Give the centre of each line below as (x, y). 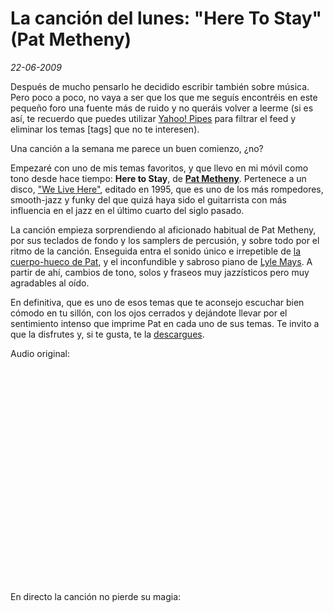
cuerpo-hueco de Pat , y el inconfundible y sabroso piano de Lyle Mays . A (161, 261)
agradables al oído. (50, 283)
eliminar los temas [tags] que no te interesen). (105, 129)
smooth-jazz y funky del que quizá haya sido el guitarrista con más (148, 199)
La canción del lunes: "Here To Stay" (166, 18)
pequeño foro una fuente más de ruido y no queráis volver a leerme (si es (162, 108)
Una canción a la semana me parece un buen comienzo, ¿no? (137, 148)
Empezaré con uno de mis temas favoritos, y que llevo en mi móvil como (159, 168)
